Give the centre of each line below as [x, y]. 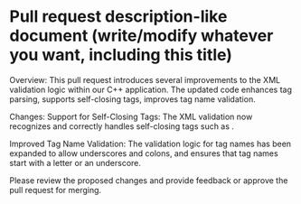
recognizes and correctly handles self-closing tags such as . [122, 126]
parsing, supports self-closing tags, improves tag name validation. [132, 99]
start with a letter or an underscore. [75, 162]
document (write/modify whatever [141, 36]
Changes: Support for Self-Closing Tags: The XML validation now [131, 116]
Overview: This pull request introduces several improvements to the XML [145, 79]
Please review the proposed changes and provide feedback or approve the [149, 180]
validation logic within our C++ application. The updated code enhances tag [150, 89]
